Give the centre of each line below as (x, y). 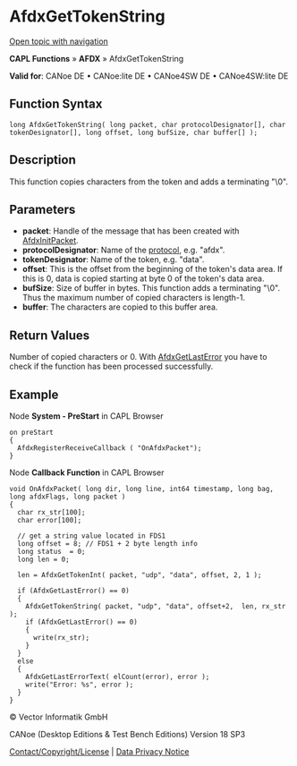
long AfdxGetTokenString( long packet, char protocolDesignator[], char (148, 124)
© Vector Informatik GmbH (59, 717)
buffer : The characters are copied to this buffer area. (120, 307)
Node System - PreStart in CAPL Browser (86, 416)
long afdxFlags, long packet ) (68, 497)
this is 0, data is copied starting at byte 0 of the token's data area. (143, 278)
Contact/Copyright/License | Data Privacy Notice (99, 752)
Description (42, 160)
